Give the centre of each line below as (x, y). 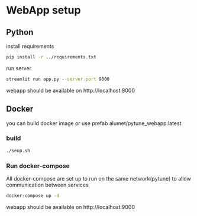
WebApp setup (43, 10)
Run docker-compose (38, 166)
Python (20, 32)
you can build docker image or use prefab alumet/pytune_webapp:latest (94, 123)
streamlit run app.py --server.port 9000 (58, 79)
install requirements (30, 46)
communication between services (47, 185)
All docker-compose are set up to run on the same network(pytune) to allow (98, 179)
